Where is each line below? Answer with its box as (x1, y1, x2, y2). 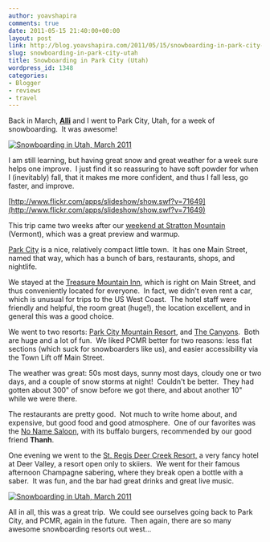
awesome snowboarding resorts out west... (8, 524, 152, 534)
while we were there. (8, 394, 78, 404)
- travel (8, 94, 38, 102)
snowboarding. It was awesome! (8, 124, 118, 134)
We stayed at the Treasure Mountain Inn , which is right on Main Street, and (8, 278, 256, 287)
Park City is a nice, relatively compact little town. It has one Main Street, (8, 245, 247, 255)
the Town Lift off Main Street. (8, 353, 105, 362)
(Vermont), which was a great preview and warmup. (8, 230, 181, 239)
